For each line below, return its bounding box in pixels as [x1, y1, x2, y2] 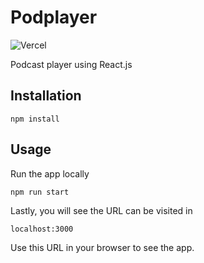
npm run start [10, 187, 70, 197]
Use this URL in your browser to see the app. [10, 241, 195, 253]
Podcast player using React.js [10, 58, 133, 70]
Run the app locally [10, 167, 90, 180]
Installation [10, 87, 82, 105]
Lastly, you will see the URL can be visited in [10, 204, 193, 216]
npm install [10, 114, 60, 124]
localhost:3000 [10, 224, 74, 234]
